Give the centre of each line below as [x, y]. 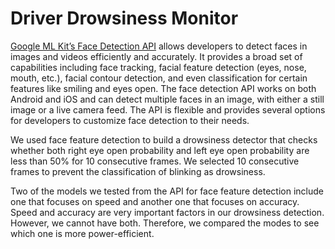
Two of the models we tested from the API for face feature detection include [167, 191]
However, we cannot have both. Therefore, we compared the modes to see [165, 223]
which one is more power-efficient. [82, 233]
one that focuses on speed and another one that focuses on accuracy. [155, 201]
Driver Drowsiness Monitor [124, 18]
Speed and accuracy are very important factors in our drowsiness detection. [167, 212]
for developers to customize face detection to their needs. [130, 120]
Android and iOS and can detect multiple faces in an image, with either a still [167, 99]
